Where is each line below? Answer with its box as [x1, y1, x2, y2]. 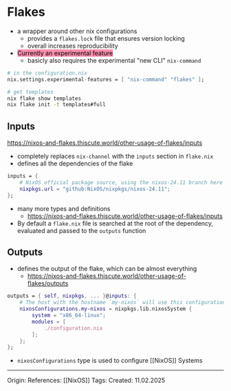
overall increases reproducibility [27, 41, 118, 50]
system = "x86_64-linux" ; [32, 312, 107, 319]
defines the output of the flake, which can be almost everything [16, 265, 197, 273]
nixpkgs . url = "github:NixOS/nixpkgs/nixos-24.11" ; [19, 186, 170, 192]
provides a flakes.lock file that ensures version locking [27, 34, 186, 42]
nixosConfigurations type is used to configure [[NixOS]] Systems [16, 357, 203, 365]
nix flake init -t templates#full [7, 101, 107, 108]
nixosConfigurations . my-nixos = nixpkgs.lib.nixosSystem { [19, 305, 192, 312]
